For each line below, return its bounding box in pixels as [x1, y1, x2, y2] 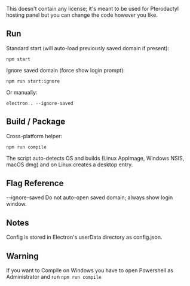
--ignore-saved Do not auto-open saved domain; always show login [6, 194, 173, 201]
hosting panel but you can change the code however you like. [6, 11, 158, 19]
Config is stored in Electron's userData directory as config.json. [6, 233, 163, 241]
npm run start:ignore [6, 78, 60, 84]
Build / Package [6, 117, 66, 127]
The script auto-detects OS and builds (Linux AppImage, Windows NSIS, [6, 154, 185, 162]
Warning [6, 251, 39, 261]
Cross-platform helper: [6, 132, 63, 139]
